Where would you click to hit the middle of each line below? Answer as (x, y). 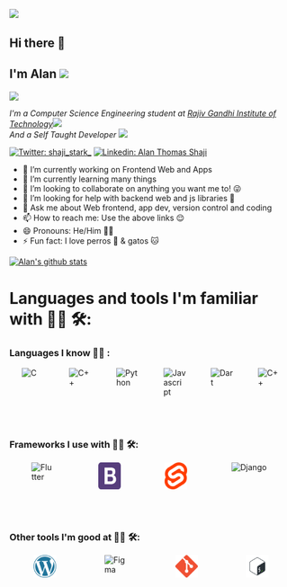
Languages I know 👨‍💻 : (60, 353)
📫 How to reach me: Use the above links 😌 (103, 218)
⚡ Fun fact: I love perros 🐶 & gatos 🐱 (90, 241)
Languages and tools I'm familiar (134, 298)
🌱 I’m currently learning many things (90, 179)
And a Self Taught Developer (63, 135)
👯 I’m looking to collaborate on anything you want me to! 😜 (132, 189)
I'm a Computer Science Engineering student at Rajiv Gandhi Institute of (143, 113)
